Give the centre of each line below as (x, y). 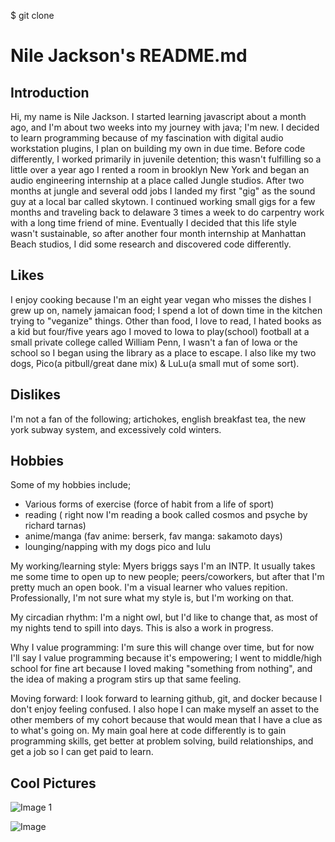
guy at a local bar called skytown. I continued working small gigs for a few (163, 201)
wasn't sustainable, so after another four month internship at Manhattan (158, 233)
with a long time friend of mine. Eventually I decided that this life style (153, 223)
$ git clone (32, 15)
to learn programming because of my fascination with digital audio (147, 138)
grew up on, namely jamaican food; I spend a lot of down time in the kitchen (166, 310)
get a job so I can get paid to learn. (82, 752)
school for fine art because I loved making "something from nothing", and (161, 669)
